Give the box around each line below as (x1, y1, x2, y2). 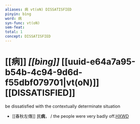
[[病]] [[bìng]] (5, 56, 60, 68)
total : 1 (5, 29, 23, 34)
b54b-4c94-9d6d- (5, 67, 83, 78)
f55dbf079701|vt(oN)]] (5, 77, 99, 88)
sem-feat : (5, 25, 25, 30)
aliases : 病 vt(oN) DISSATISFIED (5, 7, 72, 12)
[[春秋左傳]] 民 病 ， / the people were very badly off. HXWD (12, 113, 129, 119)
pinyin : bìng (5, 12, 31, 16)
